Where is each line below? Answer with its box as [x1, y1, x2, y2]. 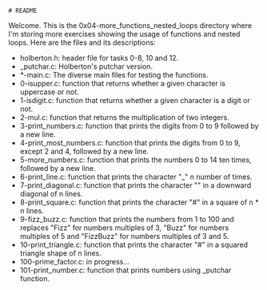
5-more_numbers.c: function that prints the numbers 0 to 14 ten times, [19, 155, 252, 165]
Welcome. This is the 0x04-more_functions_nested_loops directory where [8, 21, 253, 30]
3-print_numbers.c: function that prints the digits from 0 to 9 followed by [19, 121, 259, 130]
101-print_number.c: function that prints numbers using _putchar [19, 265, 232, 275]
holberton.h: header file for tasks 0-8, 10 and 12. [19, 54, 179, 62]
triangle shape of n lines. [19, 248, 102, 258]
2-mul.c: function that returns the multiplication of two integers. [19, 113, 229, 122]
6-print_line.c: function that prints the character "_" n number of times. [19, 172, 253, 181]
